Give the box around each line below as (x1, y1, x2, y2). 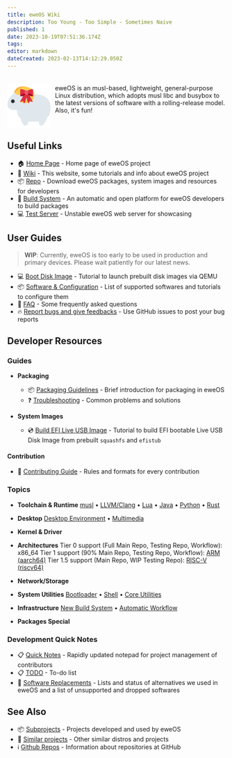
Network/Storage (17, 576, 69, 585)
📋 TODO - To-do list (17, 668, 77, 677)
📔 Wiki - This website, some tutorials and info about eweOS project (17, 169, 210, 177)
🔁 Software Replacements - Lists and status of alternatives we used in (17, 678, 218, 686)
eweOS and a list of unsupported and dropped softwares (17, 686, 181, 694)
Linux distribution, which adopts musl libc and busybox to (55, 91, 220, 99)
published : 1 (7, 26, 45, 33)
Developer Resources (7, 334, 103, 347)
